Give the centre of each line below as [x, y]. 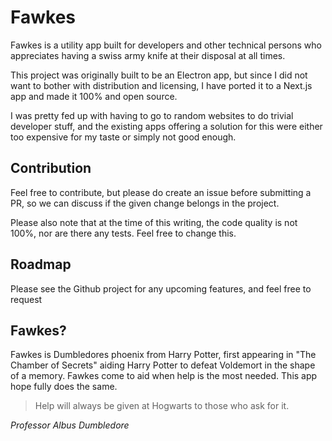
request [26, 299]
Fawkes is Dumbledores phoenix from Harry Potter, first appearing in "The [163, 355]
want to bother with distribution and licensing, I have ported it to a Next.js [161, 85]
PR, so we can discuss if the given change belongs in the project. [145, 203]
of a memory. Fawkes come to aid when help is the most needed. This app [164, 376]
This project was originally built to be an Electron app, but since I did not [159, 75]
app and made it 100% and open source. [94, 96]
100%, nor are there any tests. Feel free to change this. [123, 233]
